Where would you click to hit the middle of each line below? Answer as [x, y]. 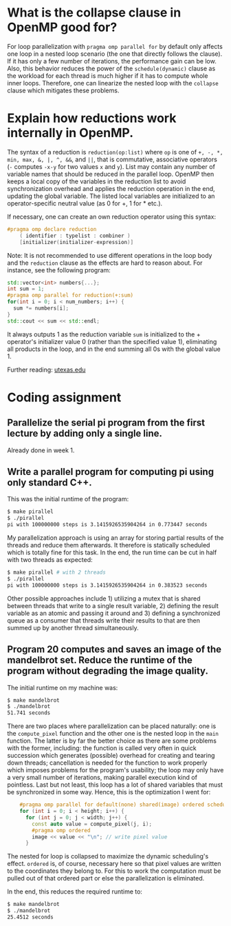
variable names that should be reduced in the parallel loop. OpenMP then [111, 174]
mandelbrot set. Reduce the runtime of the [100, 660]
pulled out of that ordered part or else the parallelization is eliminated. [106, 878]
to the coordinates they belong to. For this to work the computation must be [114, 871]
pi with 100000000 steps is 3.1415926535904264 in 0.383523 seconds [107, 585]
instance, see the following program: [59, 270]
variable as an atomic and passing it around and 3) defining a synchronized [114, 613]
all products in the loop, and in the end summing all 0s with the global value [114, 349]
